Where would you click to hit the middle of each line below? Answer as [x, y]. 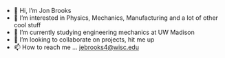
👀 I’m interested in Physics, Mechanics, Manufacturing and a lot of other [116, 18]
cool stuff [27, 25]
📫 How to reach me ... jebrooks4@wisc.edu [76, 47]
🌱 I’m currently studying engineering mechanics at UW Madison [104, 32]
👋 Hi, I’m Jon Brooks [42, 11]
